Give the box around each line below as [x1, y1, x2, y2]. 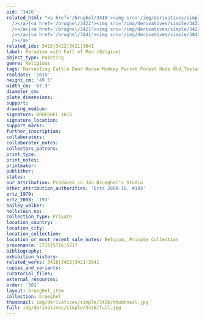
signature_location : [6, 117, 59, 123]
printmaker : [6, 163, 37, 169]
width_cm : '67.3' [6, 83, 51, 89]
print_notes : [6, 157, 40, 163]
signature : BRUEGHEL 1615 [6, 111, 72, 117]
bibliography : [6, 248, 43, 254]
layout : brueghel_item [6, 288, 64, 294]
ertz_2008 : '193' [6, 196, 51, 203]
